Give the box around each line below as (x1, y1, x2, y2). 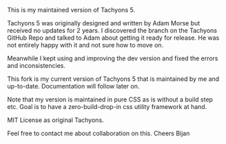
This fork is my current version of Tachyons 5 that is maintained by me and (7, 75, 220, 83)
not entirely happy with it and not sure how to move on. (7, 41, 164, 49)
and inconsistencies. (7, 62, 65, 69)
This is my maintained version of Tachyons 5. (7, 6, 136, 14)
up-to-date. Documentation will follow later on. (7, 82, 140, 90)
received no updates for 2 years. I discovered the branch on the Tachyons (7, 27, 218, 34)
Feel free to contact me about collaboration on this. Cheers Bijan (7, 130, 190, 137)
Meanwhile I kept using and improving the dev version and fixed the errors (7, 54, 218, 62)
